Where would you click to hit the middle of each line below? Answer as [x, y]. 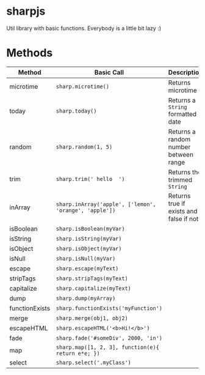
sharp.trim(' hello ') [90, 179]
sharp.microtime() [83, 86]
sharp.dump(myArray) [86, 298]
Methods [30, 53]
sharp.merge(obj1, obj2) [92, 318]
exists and [183, 211]
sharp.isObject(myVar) [89, 248]
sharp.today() [76, 111]
